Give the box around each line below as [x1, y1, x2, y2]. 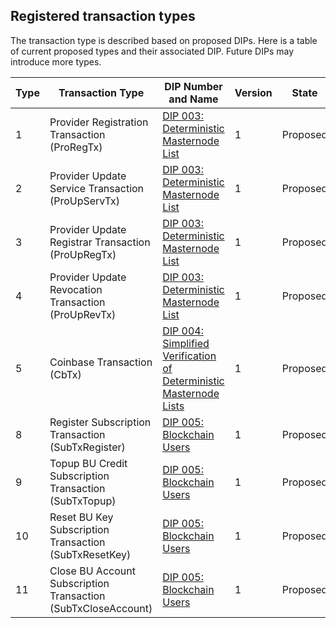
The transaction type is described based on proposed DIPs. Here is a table [10, 34, 318, 46]
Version [234, 85, 273, 99]
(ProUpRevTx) [49, 307, 117, 321]
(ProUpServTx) [49, 194, 121, 208]
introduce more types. [10, 55, 102, 68]
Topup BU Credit [49, 456, 128, 470]
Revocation [49, 282, 103, 296]
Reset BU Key [49, 510, 114, 524]
